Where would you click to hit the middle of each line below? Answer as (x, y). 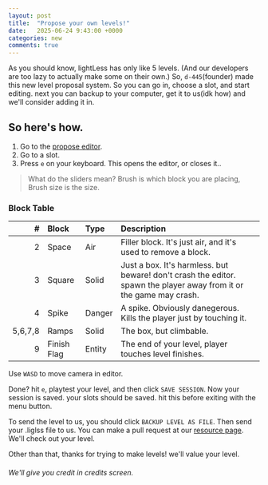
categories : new (35, 38)
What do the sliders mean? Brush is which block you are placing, (134, 179)
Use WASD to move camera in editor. (66, 374)
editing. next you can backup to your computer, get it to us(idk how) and (127, 93)
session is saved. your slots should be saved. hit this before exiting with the (132, 398)
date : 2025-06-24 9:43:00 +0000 (66, 30)
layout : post (30, 16)
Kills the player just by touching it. (184, 318)
